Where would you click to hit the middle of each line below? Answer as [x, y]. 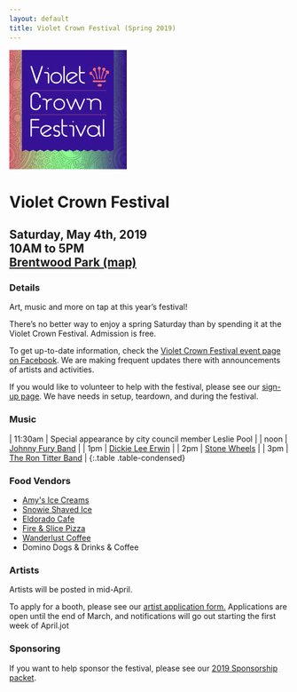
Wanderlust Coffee [56, 537]
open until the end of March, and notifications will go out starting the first [143, 616]
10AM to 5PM [47, 249]
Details [25, 287]
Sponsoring [35, 648]
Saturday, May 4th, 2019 [78, 235]
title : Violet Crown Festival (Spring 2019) [93, 28]
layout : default [39, 19]
